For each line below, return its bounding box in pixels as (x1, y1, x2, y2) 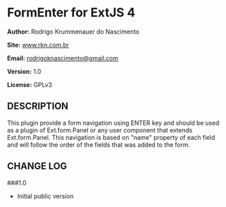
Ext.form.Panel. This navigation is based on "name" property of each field (7, 133, 216, 141)
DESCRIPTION (7, 101, 68, 112)
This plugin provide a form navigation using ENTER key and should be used (7, 119, 220, 127)
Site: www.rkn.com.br (7, 40, 70, 49)
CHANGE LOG (7, 160, 67, 172)
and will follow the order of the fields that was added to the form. (7, 141, 190, 149)
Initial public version (16, 192, 74, 200)
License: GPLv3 (7, 80, 53, 88)
